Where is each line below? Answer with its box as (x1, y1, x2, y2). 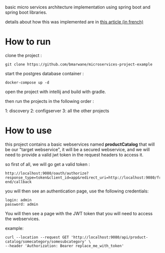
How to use (5, 125, 52, 136)
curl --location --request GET (5, 235, 69, 240)
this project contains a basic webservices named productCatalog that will (5, 141, 155, 147)
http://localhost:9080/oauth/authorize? (5, 171, 89, 176)
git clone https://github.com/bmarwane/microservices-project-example (5, 62, 153, 67)
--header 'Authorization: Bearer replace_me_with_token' (5, 243, 124, 248)
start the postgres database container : (5, 70, 84, 76)
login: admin (5, 197, 32, 202)
